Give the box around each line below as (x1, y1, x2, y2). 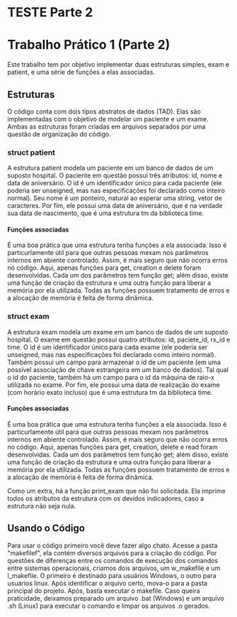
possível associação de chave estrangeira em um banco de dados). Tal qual (7, 365, 229, 373)
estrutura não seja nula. (7, 501, 76, 510)
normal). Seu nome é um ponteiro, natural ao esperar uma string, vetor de (7, 194, 223, 202)
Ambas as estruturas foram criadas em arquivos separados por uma (7, 122, 206, 131)
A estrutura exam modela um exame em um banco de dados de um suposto (7, 327, 229, 336)
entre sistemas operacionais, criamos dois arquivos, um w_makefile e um (7, 564, 221, 572)
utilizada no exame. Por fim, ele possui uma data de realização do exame (7, 381, 221, 389)
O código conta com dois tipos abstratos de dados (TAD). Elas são (7, 107, 202, 116)
